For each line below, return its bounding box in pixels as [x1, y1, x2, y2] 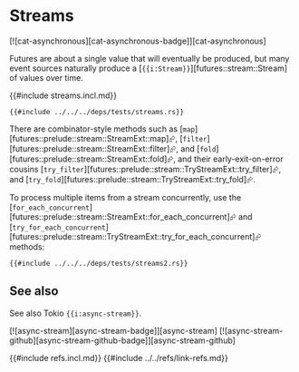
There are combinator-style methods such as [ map [9, 123, 196, 134]
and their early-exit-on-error [178, 153, 284, 164]
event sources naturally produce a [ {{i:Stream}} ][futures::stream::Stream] [9, 63, 288, 73]
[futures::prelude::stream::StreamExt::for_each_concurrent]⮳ [9, 210, 237, 222]
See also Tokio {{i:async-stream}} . [9, 308, 142, 318]
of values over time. [9, 72, 83, 83]
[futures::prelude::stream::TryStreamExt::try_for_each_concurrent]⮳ [9, 230, 262, 241]
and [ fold [180, 142, 217, 154]
